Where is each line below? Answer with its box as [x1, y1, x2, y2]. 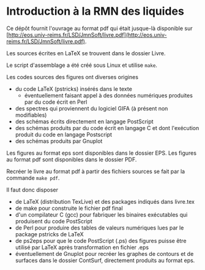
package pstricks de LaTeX [15, 230, 84, 237]
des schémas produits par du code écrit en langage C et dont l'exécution [15, 124, 199, 131]
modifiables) [15, 111, 47, 118]
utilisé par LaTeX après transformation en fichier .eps [15, 244, 149, 251]
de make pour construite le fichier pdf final [15, 204, 124, 212]
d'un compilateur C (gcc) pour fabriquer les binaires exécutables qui [15, 210, 188, 218]
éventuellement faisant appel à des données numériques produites [24, 91, 193, 99]
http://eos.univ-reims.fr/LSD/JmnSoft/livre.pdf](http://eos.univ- [8, 31, 167, 38]
